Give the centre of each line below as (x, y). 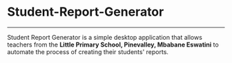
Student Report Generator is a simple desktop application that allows (105, 37)
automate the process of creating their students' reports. (88, 51)
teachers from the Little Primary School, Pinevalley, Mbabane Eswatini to (113, 45)
